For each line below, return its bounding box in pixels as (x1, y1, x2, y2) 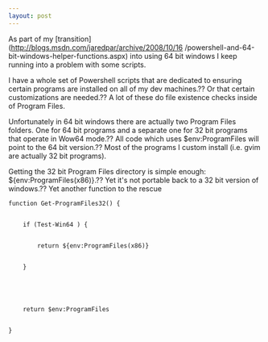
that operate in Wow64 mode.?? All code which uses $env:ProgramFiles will (8, 134, 260, 144)
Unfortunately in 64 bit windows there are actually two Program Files (8, 116, 237, 126)
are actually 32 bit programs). (8, 151, 107, 161)
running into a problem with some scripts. (8, 60, 146, 69)
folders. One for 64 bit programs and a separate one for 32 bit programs (8, 125, 248, 135)
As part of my (8, 34, 54, 44)
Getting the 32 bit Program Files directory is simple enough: (8, 166, 207, 176)
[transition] (55, 34, 92, 44)
